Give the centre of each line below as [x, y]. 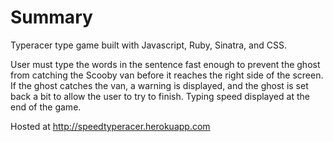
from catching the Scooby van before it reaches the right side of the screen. [167, 75]
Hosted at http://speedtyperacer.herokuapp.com [110, 126]
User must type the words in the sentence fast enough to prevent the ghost [165, 64]
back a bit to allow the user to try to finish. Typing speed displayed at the [160, 96]
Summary [51, 17]
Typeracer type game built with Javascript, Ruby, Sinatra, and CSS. [148, 45]
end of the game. [46, 107]
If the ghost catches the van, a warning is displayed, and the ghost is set [159, 85]
